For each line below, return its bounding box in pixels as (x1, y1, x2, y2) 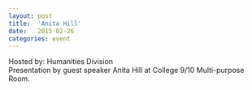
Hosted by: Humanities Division (8, 57, 114, 66)
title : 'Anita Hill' (8, 19, 82, 28)
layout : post (8, 11, 53, 20)
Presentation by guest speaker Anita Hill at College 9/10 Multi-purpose (8, 66, 245, 75)
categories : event (8, 34, 71, 43)
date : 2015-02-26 (8, 27, 75, 35)
